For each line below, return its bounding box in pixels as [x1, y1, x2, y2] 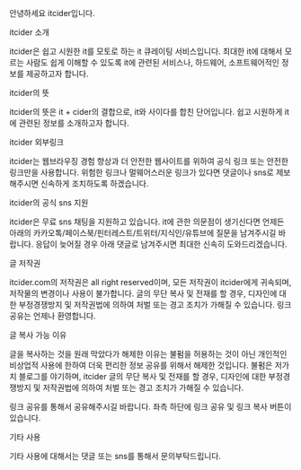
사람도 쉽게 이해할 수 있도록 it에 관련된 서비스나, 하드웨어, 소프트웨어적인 [25, 57, 280, 67]
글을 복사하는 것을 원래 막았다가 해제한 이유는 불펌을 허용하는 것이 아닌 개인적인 [9, 349, 288, 359]
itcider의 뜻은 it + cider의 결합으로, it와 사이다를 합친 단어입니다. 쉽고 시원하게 [9, 107, 283, 117]
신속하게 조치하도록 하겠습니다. [40, 178, 149, 188]
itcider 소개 [9, 27, 49, 38]
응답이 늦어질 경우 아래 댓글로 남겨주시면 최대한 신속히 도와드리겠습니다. [35, 239, 288, 249]
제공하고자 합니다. [25, 68, 89, 79]
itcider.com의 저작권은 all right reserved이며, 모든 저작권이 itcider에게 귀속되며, [9, 277, 292, 287]
